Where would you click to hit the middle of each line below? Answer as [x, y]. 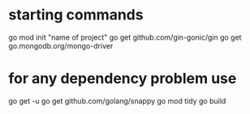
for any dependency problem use [123, 79]
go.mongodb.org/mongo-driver [61, 45]
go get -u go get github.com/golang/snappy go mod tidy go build [117, 101]
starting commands [76, 15]
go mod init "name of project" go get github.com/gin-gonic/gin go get [125, 37]
